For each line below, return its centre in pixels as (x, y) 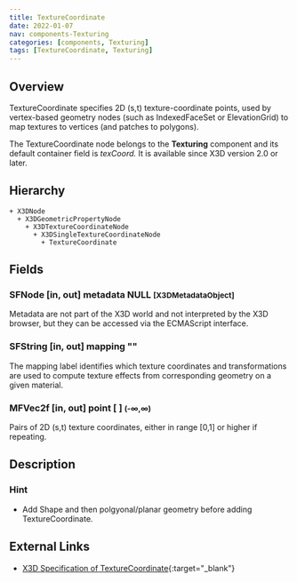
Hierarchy (37, 191)
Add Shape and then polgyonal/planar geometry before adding (137, 509)
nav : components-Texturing (59, 34)
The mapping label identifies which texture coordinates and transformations (148, 366)
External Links (50, 547)
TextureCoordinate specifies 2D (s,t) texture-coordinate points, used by (140, 108)
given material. (36, 385)
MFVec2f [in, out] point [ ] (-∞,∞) (80, 408)
